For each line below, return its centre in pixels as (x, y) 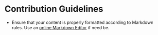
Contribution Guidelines (54, 9)
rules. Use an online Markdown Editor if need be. (61, 27)
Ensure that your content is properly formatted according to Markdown (82, 22)
